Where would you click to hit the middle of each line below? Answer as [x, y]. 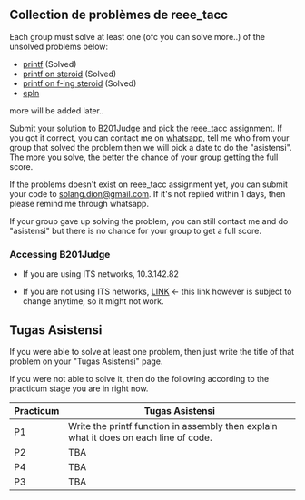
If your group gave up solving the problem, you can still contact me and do [149, 221]
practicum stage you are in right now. [79, 388]
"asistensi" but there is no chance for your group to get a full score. [135, 230]
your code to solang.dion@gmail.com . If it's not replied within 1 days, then [148, 193]
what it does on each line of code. [140, 437]
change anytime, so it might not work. [93, 301]
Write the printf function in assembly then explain [172, 426]
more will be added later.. [57, 110]
